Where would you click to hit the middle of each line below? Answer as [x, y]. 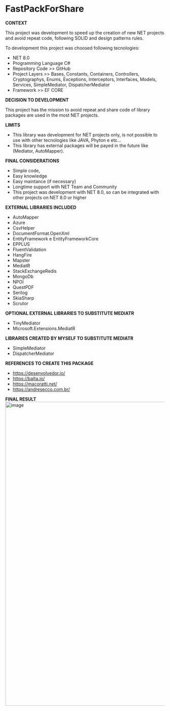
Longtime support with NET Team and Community [65, 187]
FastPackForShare [45, 9]
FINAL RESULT [21, 399]
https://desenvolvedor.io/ [39, 373]
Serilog [20, 293]
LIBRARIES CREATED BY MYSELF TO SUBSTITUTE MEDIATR [69, 338]
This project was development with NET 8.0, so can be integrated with [86, 192]
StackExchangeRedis [35, 271]
